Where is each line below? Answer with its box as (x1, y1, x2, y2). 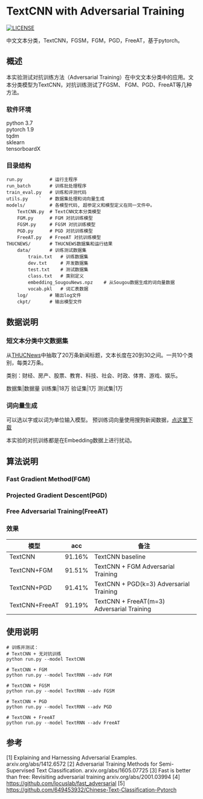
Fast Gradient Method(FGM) (6, 474, 91, 483)
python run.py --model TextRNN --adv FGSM (6, 688, 115, 694)
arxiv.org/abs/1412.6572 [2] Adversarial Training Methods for (6, 760, 158, 768)
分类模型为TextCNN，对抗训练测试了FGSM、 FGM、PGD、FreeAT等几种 (11, 81, 192, 88)
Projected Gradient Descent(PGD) (6, 491, 108, 499)
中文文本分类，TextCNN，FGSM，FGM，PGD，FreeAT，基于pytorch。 (6, 36, 183, 44)
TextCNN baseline (94, 552, 146, 561)
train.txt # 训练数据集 (28, 254, 89, 260)
